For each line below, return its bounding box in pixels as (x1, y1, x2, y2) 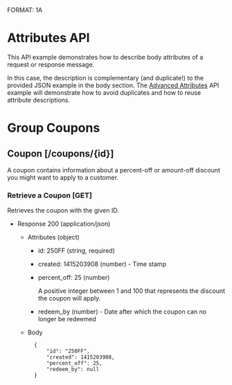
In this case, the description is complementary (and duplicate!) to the (7, 73, 204, 82)
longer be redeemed (37, 315, 97, 323)
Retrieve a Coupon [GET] (7, 190, 92, 200)
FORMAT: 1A (7, 6, 43, 14)
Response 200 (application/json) (17, 220, 111, 228)
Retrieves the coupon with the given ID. (7, 206, 119, 215)
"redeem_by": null (46, 366, 100, 373)
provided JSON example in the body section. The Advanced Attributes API (7, 81, 220, 89)
